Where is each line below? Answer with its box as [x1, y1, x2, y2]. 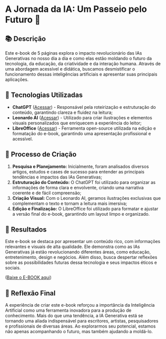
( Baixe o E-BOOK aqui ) [5, 274, 52, 280]
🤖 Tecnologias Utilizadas [5, 91, 83, 99]
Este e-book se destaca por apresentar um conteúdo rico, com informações [5, 239, 161, 245]
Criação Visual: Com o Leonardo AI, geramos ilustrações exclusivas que [12, 195, 161, 201]
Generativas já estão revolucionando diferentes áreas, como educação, [5, 249, 151, 255]
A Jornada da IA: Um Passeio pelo [5, 3, 147, 15]
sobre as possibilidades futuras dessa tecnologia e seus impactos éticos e [5, 259, 157, 265]
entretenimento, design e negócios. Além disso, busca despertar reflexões [5, 254, 158, 260]
